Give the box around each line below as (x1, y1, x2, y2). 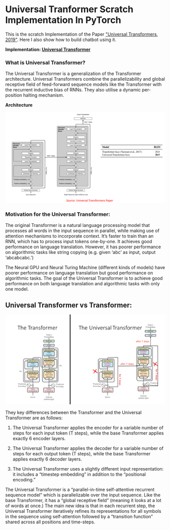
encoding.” (12, 477, 36, 483)
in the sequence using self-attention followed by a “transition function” (5, 514, 153, 520)
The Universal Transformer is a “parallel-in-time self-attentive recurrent (5, 486, 155, 493)
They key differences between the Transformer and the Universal (5, 410, 142, 416)
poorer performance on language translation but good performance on (5, 270, 153, 276)
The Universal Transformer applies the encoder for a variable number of (12, 425, 164, 431)
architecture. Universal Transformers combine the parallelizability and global (5, 76, 165, 82)
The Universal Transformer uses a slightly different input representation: (12, 466, 164, 472)
